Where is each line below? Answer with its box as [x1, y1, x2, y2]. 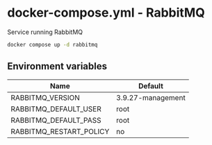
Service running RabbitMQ [7, 28, 83, 36]
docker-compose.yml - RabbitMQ [7, 5, 205, 21]
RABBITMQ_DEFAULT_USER [10, 104, 102, 114]
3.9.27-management [115, 92, 186, 102]
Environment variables [7, 60, 108, 72]
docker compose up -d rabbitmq [7, 41, 98, 48]
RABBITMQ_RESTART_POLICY [10, 126, 110, 136]
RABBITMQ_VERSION [10, 92, 80, 102]
